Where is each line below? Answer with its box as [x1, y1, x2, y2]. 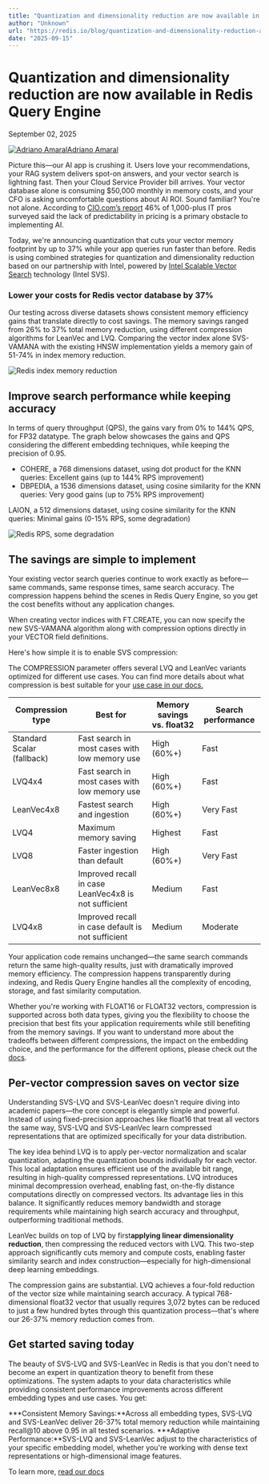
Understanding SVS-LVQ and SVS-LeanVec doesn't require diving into [8, 1097, 240, 1107]
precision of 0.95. [8, 448, 66, 458]
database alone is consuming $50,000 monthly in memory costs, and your [8, 186, 254, 196]
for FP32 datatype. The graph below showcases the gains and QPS [8, 432, 231, 441]
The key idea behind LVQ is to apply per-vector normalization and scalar [8, 1146, 247, 1156]
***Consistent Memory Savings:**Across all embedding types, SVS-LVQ [8, 1409, 252, 1418]
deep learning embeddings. [8, 1264, 99, 1274]
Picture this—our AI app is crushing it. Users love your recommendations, [8, 160, 251, 170]
